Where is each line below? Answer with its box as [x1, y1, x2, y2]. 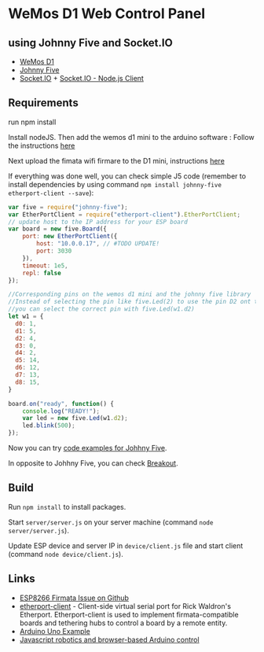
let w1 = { [8, 312, 44, 321]
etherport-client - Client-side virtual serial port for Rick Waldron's [19, 601, 232, 610]
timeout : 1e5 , [22, 261, 68, 270]
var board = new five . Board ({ [8, 225, 108, 233]
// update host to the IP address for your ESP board [8, 218, 189, 226]
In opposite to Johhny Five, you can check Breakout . [8, 459, 178, 468]
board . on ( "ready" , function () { [8, 400, 114, 407]
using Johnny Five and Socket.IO [8, 36, 173, 50]
